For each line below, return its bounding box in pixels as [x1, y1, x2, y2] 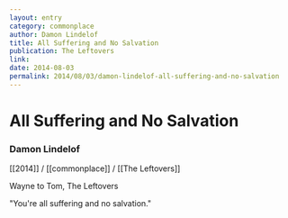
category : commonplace [9, 22, 94, 31]
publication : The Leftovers [9, 47, 115, 56]
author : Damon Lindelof [9, 30, 99, 39]
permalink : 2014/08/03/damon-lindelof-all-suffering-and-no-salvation [9, 72, 280, 81]
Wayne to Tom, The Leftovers [9, 181, 119, 192]
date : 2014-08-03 [9, 64, 75, 73]
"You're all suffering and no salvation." [9, 198, 152, 209]
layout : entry [9, 13, 63, 23]
